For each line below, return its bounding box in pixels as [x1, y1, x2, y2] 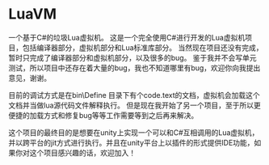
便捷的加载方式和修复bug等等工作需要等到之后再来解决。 [8, 110, 199, 120]
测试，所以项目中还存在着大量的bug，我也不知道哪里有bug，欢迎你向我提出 [8, 62, 261, 73]
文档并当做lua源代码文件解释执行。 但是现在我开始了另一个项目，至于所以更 [8, 100, 261, 110]
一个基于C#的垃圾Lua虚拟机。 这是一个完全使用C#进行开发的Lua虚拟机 [8, 32, 246, 42]
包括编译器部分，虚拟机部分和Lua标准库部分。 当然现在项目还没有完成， [22, 42, 263, 53]
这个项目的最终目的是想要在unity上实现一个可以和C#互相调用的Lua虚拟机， [8, 127, 259, 137]
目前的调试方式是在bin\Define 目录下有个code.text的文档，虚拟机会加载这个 [8, 90, 260, 99]
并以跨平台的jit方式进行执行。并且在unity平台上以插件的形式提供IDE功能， [8, 137, 254, 147]
